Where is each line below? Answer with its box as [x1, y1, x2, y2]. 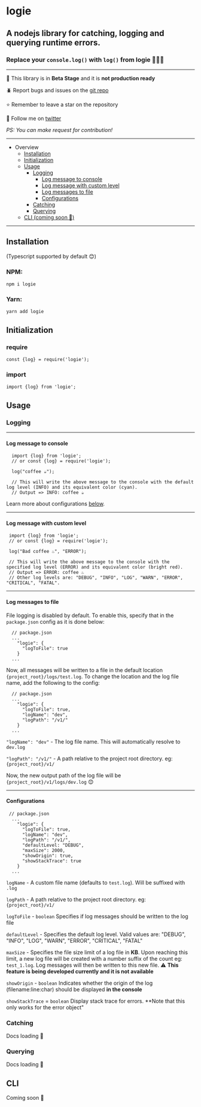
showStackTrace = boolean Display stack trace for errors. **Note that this [6, 997, 185, 1004]
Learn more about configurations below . [6, 500, 105, 507]
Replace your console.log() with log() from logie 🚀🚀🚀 [6, 55, 165, 64]
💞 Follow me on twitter [6, 115, 62, 122]
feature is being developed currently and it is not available [6, 967, 154, 975]
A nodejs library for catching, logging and [6, 28, 165, 38]
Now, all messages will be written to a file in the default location [6, 666, 163, 673]
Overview [14, 143, 39, 151]
